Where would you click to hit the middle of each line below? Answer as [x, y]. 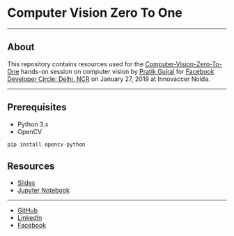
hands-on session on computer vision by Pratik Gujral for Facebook [117, 71]
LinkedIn [30, 218]
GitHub [28, 210]
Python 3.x [33, 124]
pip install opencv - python [46, 145]
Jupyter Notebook [43, 191]
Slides [26, 183]
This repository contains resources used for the [76, 64]
